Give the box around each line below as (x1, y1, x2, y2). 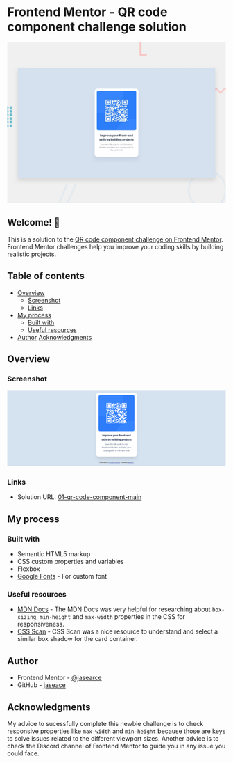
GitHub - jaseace (17, 681, 66, 689)
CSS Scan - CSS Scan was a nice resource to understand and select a (17, 627, 218, 636)
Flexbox (17, 565, 40, 573)
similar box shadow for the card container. (17, 635, 138, 643)
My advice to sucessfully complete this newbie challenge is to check (7, 720, 204, 728)
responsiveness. (17, 620, 64, 629)
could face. (7, 749, 40, 757)
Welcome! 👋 (7, 217, 60, 228)
